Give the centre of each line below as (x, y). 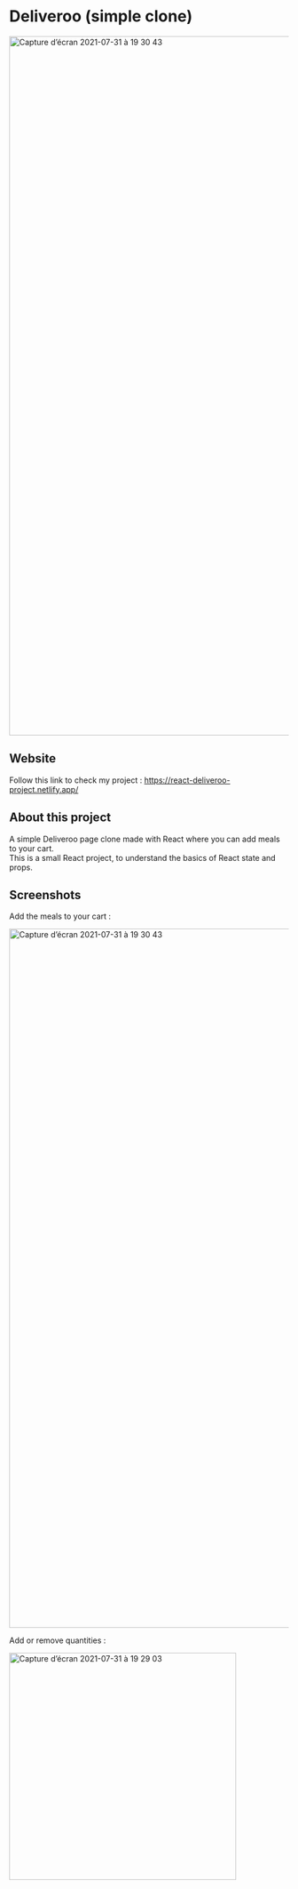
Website (32, 758)
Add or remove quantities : (58, 1640)
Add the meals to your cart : (60, 916)
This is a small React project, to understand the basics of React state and (143, 857)
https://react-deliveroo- (187, 780)
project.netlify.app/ (44, 789)
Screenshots (45, 895)
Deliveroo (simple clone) (101, 16)
